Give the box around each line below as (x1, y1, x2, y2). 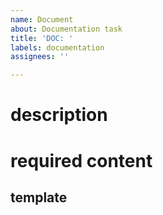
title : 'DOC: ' (10, 33, 74, 43)
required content (10, 149, 153, 172)
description (10, 104, 108, 126)
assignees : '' (10, 52, 70, 62)
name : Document (10, 14, 74, 25)
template (10, 189, 68, 206)
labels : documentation (10, 42, 105, 53)
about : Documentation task (10, 24, 123, 34)
